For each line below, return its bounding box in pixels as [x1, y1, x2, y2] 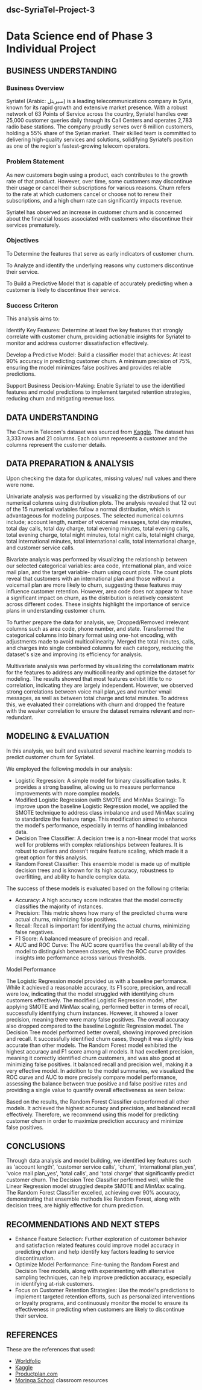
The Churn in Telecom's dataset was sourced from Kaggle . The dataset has [6, 428, 194, 435]
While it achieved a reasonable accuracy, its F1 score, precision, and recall [6, 984, 191, 991]
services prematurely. [6, 221, 60, 229]
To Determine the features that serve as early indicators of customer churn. [6, 250, 194, 257]
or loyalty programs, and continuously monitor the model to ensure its [14, 1300, 189, 1307]
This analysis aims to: [6, 315, 60, 322]
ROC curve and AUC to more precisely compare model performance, [6, 1073, 178, 1081]
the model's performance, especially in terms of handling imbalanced [14, 821, 188, 829]
